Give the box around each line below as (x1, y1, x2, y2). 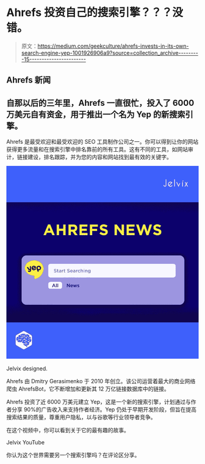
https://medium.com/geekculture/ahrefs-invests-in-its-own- (37, 42, 189, 50)
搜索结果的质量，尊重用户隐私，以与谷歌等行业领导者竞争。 (6, 414, 156, 421)
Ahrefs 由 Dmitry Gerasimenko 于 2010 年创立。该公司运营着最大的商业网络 (6, 378, 196, 385)
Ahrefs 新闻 (6, 75, 51, 86)
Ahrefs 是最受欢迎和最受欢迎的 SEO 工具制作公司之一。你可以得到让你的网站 (6, 138, 199, 146)
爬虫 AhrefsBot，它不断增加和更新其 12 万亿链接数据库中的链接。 (6, 385, 170, 392)
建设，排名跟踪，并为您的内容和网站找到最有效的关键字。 (27, 154, 172, 161)
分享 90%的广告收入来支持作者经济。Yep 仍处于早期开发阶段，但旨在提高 (11, 406, 197, 413)
